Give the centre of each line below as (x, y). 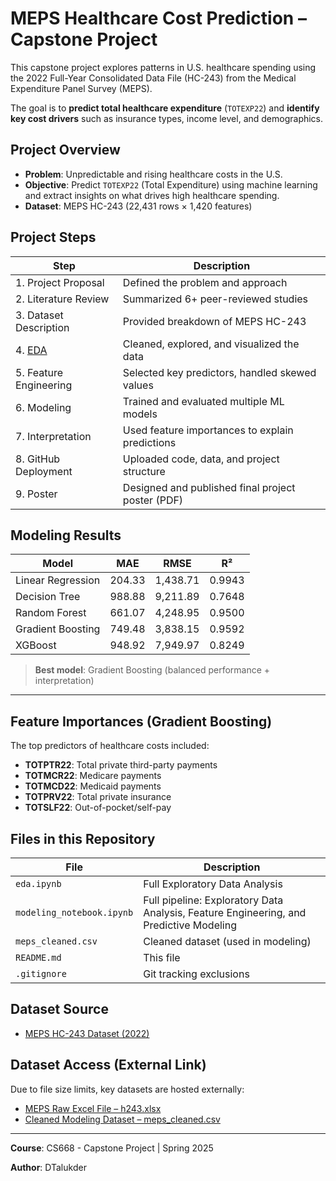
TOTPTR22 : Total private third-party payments (121, 765)
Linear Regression (58, 580)
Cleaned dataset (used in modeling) (227, 941)
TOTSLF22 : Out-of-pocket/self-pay (98, 808)
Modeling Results (66, 535)
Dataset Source (59, 1009)
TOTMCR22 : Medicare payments (93, 776)
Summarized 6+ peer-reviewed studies (215, 299)
